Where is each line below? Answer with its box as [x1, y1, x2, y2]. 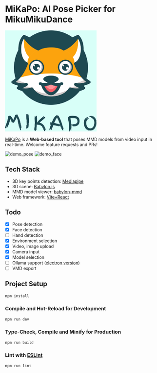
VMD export [12, 266, 37, 272]
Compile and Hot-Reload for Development [5, 305, 106, 312]
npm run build [5, 340, 34, 345]
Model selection [12, 254, 45, 260]
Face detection [12, 226, 42, 232]
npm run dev [5, 317, 29, 322]
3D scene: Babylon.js [12, 183, 55, 189]
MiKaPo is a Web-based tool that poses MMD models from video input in [5, 136, 153, 142]
